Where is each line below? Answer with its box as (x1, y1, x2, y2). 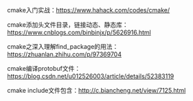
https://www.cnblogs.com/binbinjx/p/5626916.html (7, 28, 151, 36)
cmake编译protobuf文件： (7, 65, 81, 72)
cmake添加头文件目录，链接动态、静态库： (7, 21, 128, 29)
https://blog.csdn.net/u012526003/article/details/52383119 (7, 72, 174, 80)
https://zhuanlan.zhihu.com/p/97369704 (7, 50, 122, 58)
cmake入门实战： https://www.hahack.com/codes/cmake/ (7, 6, 170, 14)
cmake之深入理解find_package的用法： (7, 43, 119, 50)
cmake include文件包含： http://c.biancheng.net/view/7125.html (7, 87, 186, 94)
